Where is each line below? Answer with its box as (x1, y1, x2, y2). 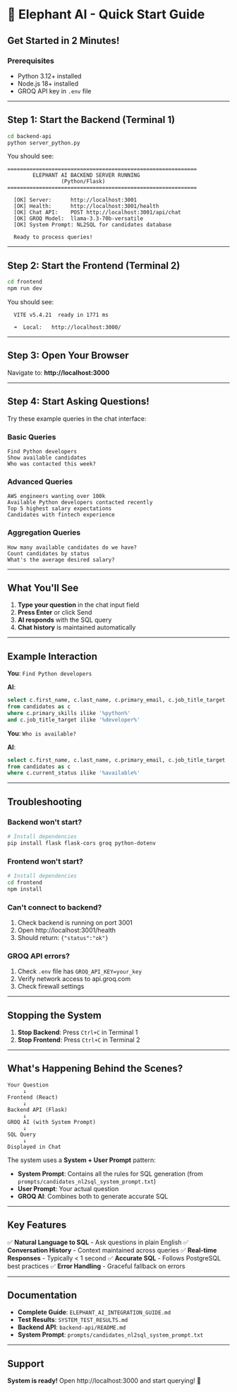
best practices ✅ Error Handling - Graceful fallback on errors (7, 1262, 186, 1270)
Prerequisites (7, 56, 54, 66)
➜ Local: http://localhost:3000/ (13, 324, 121, 331)
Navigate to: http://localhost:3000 (7, 368, 110, 377)
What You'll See (7, 581, 79, 593)
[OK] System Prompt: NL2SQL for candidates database (13, 221, 172, 228)
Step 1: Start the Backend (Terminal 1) (7, 114, 175, 126)
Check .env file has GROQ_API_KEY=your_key (17, 967, 142, 975)
